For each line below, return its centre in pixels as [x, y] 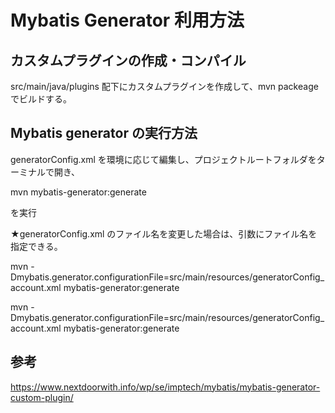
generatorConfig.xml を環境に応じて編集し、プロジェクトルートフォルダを [163, 159]
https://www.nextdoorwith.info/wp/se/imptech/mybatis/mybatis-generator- [165, 387]
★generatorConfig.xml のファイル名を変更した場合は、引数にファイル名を [164, 233]
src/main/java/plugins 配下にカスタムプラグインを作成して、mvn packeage [164, 86]
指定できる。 [36, 246]
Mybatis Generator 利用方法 [127, 20]
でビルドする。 [41, 99]
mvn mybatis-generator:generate [78, 192]
